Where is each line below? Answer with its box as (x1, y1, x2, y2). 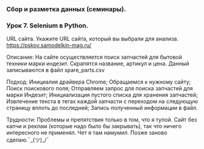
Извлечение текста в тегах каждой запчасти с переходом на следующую (6, 98, 199, 105)
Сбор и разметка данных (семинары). (6, 5, 127, 13)
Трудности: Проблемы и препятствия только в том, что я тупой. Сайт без (6, 116, 197, 123)
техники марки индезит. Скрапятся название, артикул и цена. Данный (6, 60, 190, 67)
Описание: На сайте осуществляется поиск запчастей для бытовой (6, 54, 183, 61)
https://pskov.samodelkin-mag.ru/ (6, 42, 91, 49)
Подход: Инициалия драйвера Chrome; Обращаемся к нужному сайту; (6, 78, 191, 85)
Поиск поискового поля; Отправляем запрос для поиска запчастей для (6, 85, 193, 92)
